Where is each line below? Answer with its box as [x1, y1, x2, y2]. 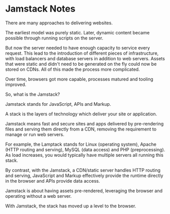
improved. [5, 81, 26, 88]
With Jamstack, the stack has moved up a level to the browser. [5, 203, 137, 209]
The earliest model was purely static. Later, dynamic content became [5, 29, 150, 35]
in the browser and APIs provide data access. [5, 178, 100, 184]
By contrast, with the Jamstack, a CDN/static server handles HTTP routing [5, 167, 161, 173]
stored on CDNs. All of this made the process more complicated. [5, 66, 140, 72]
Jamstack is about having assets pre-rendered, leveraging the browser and [5, 188, 163, 194]
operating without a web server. [5, 193, 72, 199]
